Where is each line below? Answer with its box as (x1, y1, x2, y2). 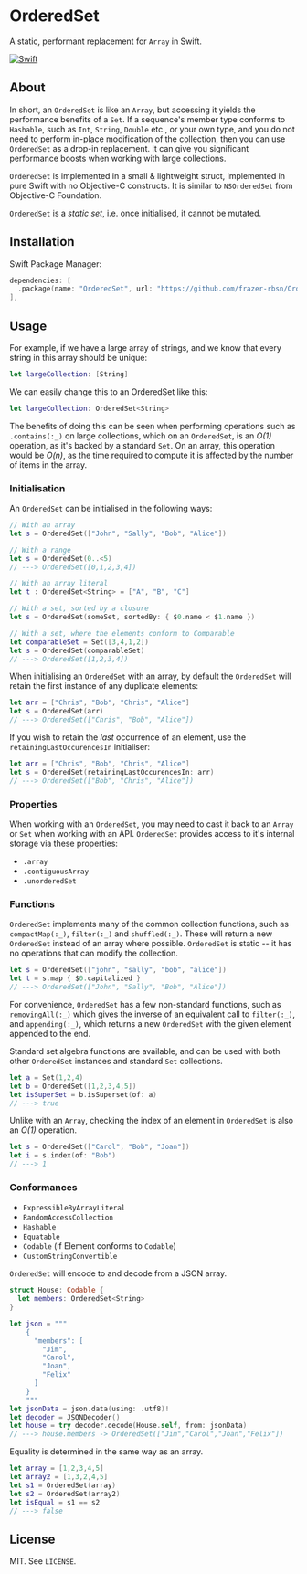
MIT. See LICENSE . (9, 1556, 77, 1567)
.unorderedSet (22, 876, 77, 886)
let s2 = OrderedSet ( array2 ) (9, 1489, 121, 1498)
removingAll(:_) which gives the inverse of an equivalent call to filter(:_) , (9, 1009, 295, 1019)
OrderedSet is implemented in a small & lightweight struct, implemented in (9, 170, 286, 181)
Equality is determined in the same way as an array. (9, 1446, 204, 1457)
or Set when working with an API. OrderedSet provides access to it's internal (9, 828, 295, 839)
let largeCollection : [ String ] (9, 370, 129, 379)
